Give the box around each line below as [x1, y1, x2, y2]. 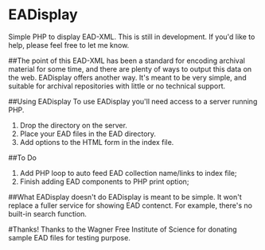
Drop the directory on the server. [19, 120, 127, 130]
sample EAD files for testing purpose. [8, 232, 131, 242]
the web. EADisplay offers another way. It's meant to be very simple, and [8, 72, 247, 82]
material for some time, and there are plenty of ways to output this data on [8, 64, 252, 73]
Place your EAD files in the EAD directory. [19, 129, 157, 139]
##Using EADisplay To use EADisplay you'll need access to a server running [8, 96, 258, 106]
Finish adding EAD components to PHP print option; [19, 177, 189, 186]
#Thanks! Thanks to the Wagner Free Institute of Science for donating [8, 225, 237, 234]
